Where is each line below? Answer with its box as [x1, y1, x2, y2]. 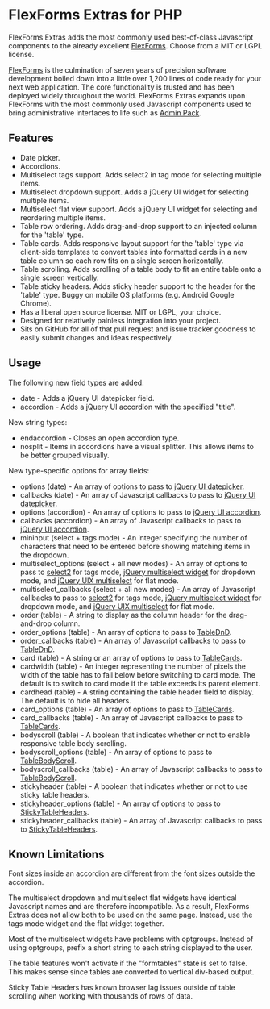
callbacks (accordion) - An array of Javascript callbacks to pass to [19, 515, 242, 525]
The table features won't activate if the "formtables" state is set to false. [8, 958, 248, 969]
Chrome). [19, 298, 52, 308]
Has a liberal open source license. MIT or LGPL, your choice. [19, 306, 222, 316]
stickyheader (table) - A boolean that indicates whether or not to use [19, 781, 248, 791]
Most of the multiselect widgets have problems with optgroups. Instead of [8, 934, 254, 944]
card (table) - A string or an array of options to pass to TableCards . [19, 653, 243, 662]
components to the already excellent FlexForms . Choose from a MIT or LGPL [8, 40, 263, 50]
